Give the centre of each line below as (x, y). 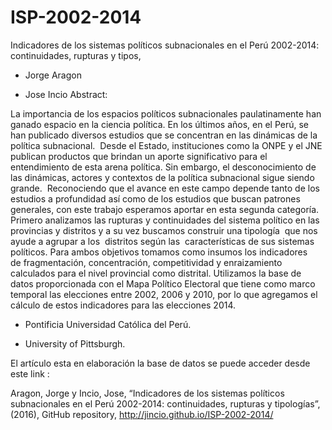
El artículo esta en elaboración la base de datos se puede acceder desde (160, 363)
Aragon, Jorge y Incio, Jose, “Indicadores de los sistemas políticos (147, 393)
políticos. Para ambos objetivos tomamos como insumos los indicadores (159, 252)
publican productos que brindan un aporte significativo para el (139, 156)
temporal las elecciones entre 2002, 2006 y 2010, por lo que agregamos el (164, 294)
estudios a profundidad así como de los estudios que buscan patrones (155, 198)
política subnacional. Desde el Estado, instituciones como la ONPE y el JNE (166, 145)
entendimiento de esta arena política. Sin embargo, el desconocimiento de (163, 167)
